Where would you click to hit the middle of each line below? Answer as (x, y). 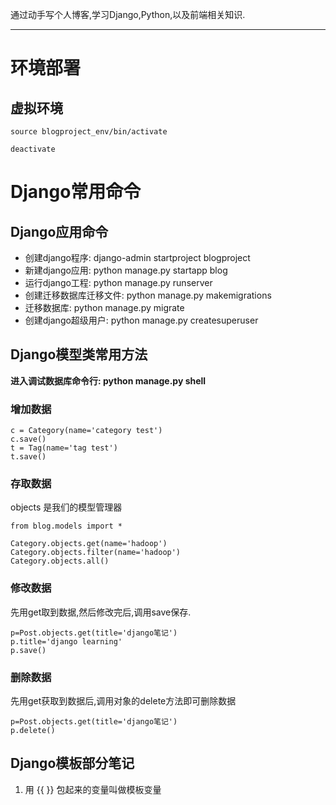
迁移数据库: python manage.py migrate (104, 307)
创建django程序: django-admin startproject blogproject (137, 257)
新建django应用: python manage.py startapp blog (126, 270)
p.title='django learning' (66, 641)
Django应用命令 (59, 231)
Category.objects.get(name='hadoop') (89, 544)
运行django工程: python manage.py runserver (118, 282)
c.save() (28, 439)
